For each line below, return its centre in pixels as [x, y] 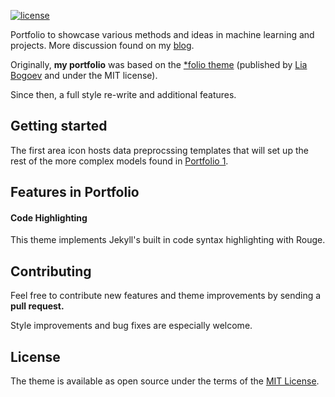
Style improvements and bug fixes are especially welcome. [131, 326]
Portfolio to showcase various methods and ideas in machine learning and [162, 34]
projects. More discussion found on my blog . [102, 45]
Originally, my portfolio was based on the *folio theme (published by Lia [159, 64]
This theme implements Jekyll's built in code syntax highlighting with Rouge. [168, 240]
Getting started [59, 126]
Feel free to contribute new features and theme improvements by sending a [166, 296]
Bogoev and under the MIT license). [84, 75]
